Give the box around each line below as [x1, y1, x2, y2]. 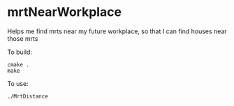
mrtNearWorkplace [7, 4, 122, 20]
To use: [7, 79, 29, 87]
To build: [7, 48, 33, 56]
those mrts [7, 34, 38, 42]
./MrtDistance [7, 93, 49, 100]
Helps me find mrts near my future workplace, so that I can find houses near [7, 27, 227, 35]
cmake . [7, 61, 30, 68]
